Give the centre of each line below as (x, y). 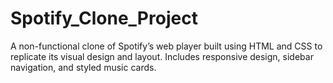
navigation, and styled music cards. (83, 67)
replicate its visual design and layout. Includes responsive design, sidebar (162, 56)
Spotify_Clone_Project (104, 18)
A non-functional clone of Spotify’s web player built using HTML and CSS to (166, 46)
